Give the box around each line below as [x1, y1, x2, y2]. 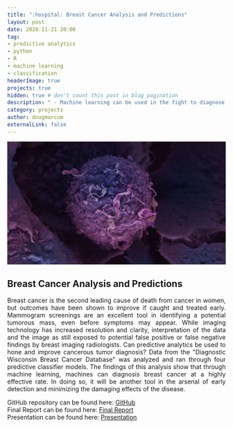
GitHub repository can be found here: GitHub [7, 398, 136, 406]
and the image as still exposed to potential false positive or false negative [7, 334, 226, 342]
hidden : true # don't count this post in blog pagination [7, 92, 178, 99]
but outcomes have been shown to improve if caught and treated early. [7, 304, 226, 312]
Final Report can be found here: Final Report [7, 406, 134, 414]
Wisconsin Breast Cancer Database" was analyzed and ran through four [7, 355, 226, 364]
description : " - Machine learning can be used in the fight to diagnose [7, 99, 225, 106]
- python [7, 48, 33, 55]
